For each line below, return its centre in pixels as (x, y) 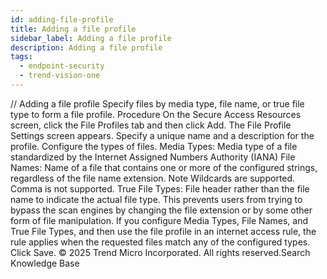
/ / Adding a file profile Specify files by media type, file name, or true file (157, 103)
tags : (21, 57)
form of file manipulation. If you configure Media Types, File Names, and (159, 220)
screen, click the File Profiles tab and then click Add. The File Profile (151, 125)
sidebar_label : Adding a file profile (91, 38)
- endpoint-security (62, 66)
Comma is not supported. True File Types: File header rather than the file (160, 188)
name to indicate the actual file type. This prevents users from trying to (156, 199)
